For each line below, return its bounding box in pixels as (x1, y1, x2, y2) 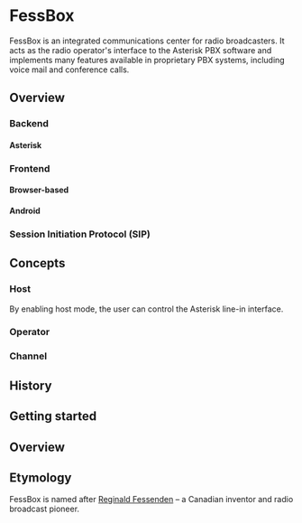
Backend (9, 117, 50, 130)
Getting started (9, 408, 97, 425)
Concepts (9, 256, 66, 271)
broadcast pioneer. (9, 503, 79, 515)
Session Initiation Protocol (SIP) (9, 228, 151, 240)
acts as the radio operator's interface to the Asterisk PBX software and (9, 44, 272, 55)
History (9, 378, 52, 393)
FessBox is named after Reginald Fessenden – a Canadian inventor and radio (9, 494, 294, 505)
